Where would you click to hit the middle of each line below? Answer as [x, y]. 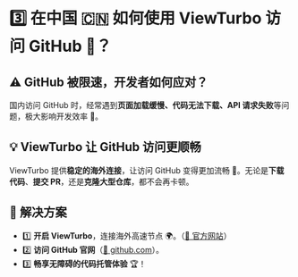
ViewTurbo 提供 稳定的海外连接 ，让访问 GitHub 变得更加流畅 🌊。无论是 [139, 170]
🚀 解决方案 [38, 212]
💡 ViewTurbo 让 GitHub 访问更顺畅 [105, 147]
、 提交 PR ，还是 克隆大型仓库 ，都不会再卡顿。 [110, 181]
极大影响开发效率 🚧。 [64, 116]
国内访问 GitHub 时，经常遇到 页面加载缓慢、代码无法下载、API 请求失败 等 [145, 105]
